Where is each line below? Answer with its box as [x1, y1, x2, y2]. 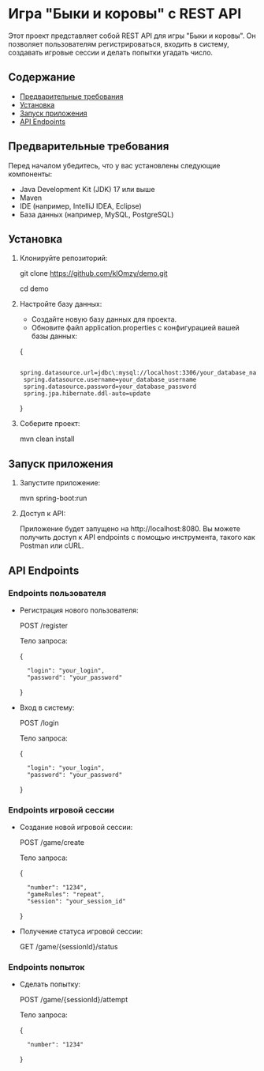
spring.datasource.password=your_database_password [23, 383, 197, 391]
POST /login [19, 718, 59, 727]
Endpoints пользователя [8, 587, 106, 598]
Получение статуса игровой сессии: [19, 926, 143, 937]
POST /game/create [19, 838, 85, 847]
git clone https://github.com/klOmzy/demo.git [19, 269, 168, 278]
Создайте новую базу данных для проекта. [31, 315, 177, 324]
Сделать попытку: [19, 979, 81, 989]
